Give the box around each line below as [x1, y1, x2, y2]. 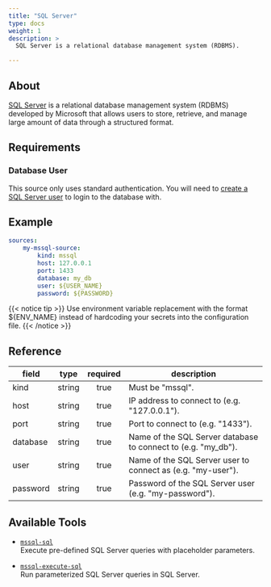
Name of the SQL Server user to [128, 455, 250, 466]
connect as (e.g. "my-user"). [128, 465, 240, 476]
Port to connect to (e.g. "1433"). [128, 418, 252, 430]
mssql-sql [19, 539, 54, 547]
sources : [8, 237, 38, 245]
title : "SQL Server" [8, 11, 78, 20]
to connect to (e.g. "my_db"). [128, 442, 238, 453]
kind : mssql [37, 252, 78, 260]
